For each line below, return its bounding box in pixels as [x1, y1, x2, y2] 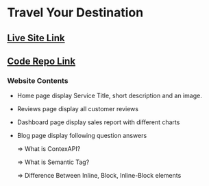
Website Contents [7, 75, 69, 85]
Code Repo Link [7, 55, 76, 67]
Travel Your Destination [7, 5, 144, 21]
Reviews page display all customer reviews [16, 105, 139, 113]
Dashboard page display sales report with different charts [16, 118, 180, 126]
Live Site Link [7, 32, 65, 44]
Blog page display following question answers [16, 132, 147, 140]
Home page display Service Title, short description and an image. [16, 91, 202, 100]
